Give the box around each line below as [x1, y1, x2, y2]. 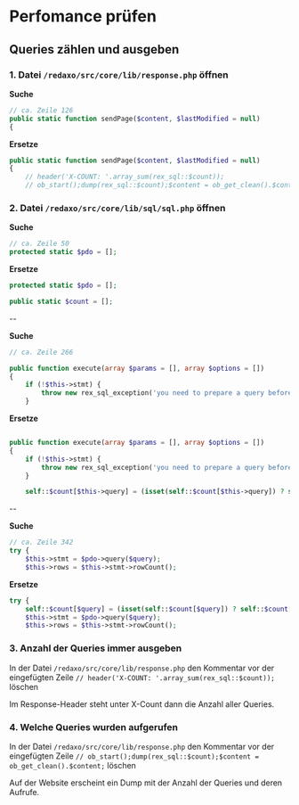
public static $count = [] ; [9, 297, 114, 306]
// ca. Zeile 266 [9, 348, 74, 357]
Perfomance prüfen [9, 6, 158, 27]
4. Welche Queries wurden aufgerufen [9, 720, 179, 733]
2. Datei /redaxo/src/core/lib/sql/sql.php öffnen [9, 201, 226, 214]
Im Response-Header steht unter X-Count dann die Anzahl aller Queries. [9, 698, 275, 710]
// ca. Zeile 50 [9, 239, 69, 249]
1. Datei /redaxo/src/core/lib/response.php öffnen [9, 69, 229, 81]
